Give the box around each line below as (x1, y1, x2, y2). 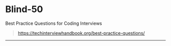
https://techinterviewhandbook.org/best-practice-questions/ (17, 30, 145, 36)
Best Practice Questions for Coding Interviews (5, 20, 102, 26)
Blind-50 (5, 4, 43, 15)
